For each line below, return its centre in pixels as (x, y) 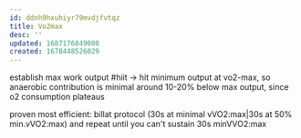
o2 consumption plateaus (57, 97)
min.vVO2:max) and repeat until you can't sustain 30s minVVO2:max (138, 124)
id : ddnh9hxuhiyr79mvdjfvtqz (65, 18)
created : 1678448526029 (55, 52)
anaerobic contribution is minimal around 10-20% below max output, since (149, 87)
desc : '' (26, 34)
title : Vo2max (36, 26)
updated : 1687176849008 (55, 43)
